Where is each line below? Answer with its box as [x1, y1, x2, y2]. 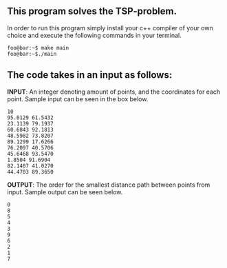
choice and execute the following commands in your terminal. [7, 31, 182, 39]
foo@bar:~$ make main [7, 44, 69, 51]
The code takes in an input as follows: [7, 69, 173, 81]
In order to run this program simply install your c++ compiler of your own [7, 23, 213, 32]
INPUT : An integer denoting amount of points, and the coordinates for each [7, 87, 221, 96]
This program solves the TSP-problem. [7, 6, 177, 17]
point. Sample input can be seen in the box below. [7, 94, 149, 103]
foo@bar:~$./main [7, 50, 57, 57]
